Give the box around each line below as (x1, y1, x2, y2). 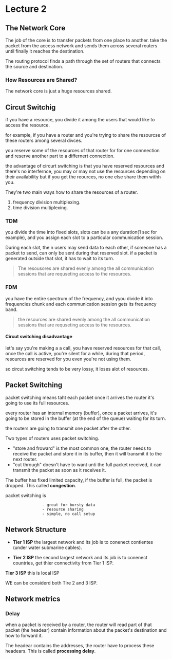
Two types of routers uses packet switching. (5, 435, 99, 441)
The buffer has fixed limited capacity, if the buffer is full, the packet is (5, 477, 152, 483)
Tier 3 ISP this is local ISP (5, 570, 60, 576)
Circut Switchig (5, 103, 56, 112)
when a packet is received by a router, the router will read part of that (5, 621, 152, 628)
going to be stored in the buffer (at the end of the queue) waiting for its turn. (5, 415, 166, 422)
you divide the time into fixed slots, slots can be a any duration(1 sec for (5, 229, 158, 235)
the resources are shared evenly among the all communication (17, 316, 150, 322)
